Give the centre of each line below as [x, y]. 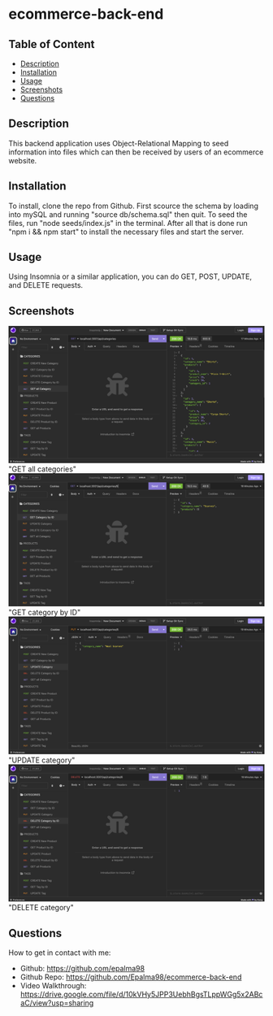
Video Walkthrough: [53, 986]
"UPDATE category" [42, 760]
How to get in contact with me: [60, 953]
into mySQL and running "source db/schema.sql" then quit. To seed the [128, 214]
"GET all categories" [43, 469]
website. [23, 160]
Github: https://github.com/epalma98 [82, 969]
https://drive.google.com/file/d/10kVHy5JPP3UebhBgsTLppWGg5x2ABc [141, 994]
